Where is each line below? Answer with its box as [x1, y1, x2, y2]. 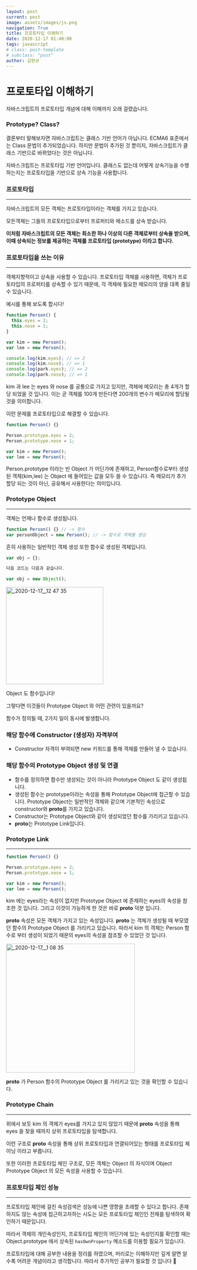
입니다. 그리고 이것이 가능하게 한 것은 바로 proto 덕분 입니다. [23, 905, 161, 912]
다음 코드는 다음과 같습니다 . [6, 565, 65, 571]
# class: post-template [6, 47, 64, 53]
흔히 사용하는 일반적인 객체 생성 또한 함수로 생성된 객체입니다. [6, 543, 147, 550]
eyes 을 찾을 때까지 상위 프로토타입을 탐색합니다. [6, 1127, 118, 1134]
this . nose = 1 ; [11, 324, 49, 329]
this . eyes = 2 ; [11, 318, 49, 324]
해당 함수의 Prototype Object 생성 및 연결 [6, 762, 118, 770]
